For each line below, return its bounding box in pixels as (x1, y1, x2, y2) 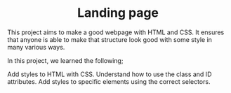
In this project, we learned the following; (7, 56, 124, 64)
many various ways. (7, 43, 65, 51)
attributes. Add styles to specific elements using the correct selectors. (7, 77, 211, 85)
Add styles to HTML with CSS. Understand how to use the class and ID (7, 70, 212, 78)
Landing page (77, 5, 159, 21)
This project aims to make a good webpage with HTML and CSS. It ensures (7, 28, 225, 36)
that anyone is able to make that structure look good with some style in (7, 35, 213, 43)
